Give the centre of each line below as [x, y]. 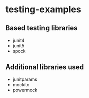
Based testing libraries [41, 28]
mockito [21, 84]
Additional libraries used [45, 67]
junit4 [18, 40]
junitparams [25, 79]
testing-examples [43, 9]
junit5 [18, 46]
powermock [25, 90]
